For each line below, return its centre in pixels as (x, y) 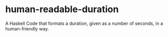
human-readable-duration (62, 9)
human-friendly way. (27, 28)
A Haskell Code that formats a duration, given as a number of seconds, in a (84, 23)
